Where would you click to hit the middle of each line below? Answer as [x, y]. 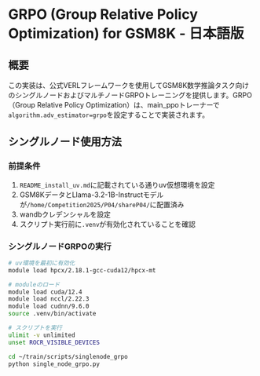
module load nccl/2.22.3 [49, 299]
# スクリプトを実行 [35, 328]
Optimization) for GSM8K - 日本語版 [126, 34]
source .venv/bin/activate [52, 314]
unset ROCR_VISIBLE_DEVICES [54, 342]
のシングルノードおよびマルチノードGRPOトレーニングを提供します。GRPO [130, 95]
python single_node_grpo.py [54, 364]
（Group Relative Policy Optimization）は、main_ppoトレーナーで [114, 105]
